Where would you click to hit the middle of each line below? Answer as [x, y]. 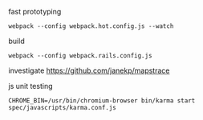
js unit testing [30, 86]
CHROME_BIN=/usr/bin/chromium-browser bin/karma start [102, 101]
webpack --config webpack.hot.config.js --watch [91, 26]
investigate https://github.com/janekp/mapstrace [89, 70]
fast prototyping [35, 12]
